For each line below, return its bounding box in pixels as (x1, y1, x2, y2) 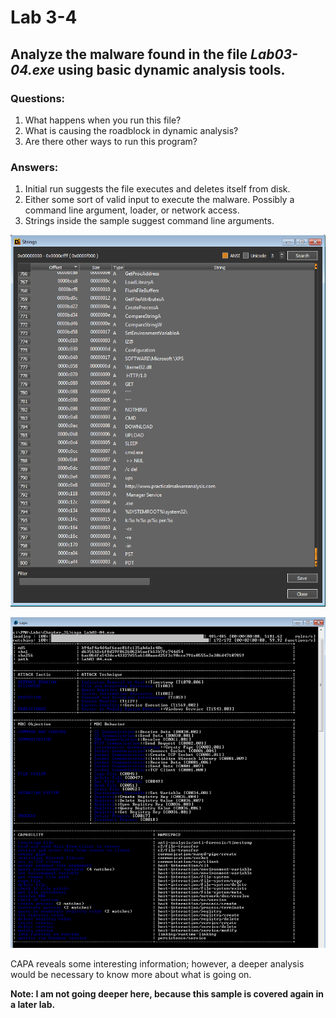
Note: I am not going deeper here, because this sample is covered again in (10, 987, 324, 1000)
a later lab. (10, 998, 56, 1010)
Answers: (10, 160, 59, 174)
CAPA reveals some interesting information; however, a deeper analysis (10, 957, 305, 970)
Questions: (10, 91, 66, 105)
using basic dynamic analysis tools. (57, 61, 286, 78)
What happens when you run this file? (24, 114, 182, 126)
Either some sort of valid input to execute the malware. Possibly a (24, 194, 295, 206)
